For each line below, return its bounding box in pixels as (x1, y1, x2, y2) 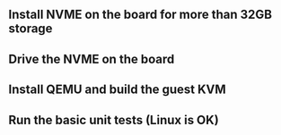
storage (8, 21, 53, 37)
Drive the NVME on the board (8, 51, 175, 66)
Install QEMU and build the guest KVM (8, 82, 226, 97)
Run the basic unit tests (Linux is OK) (8, 112, 219, 128)
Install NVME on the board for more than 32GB (8, 7, 273, 22)
